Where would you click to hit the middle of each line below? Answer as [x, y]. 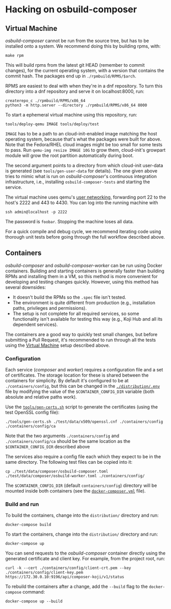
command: [34, 592]
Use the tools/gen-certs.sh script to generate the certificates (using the [82, 407]
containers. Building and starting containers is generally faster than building [85, 271]
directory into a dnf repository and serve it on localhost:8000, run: [75, 91]
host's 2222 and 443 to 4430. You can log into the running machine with [82, 203]
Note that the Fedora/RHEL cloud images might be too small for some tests [84, 144]
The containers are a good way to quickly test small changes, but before [81, 334]
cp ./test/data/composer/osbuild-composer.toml [57, 472]
